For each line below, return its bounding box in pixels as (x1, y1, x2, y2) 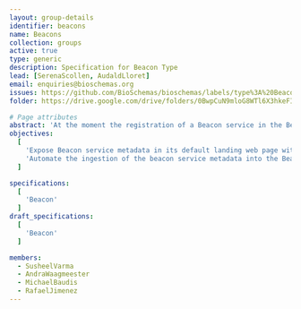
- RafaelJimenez (17, 287, 78, 296)
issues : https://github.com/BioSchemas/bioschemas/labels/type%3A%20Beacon (9, 88, 298, 97)
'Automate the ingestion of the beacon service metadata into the (25, 154, 279, 163)
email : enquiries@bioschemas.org (9, 80, 134, 89)
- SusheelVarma (17, 262, 74, 270)
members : (9, 253, 42, 262)
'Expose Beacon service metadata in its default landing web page (25, 146, 279, 155)
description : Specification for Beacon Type (9, 64, 178, 73)
